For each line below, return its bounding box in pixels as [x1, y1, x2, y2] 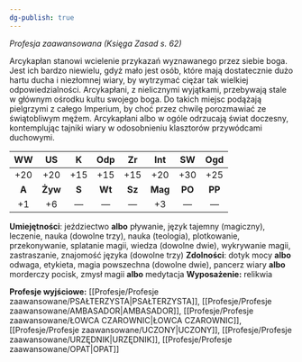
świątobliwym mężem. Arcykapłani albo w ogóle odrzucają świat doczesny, [9, 113, 288, 123]
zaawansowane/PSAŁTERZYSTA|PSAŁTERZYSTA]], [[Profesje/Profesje [9, 295, 272, 306]
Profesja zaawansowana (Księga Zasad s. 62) [9, 38, 182, 49]
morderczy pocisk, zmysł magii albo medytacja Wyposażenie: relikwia [9, 268, 273, 279]
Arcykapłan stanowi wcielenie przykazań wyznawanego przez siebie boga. [9, 55, 288, 66]
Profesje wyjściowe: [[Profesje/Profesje [9, 285, 160, 297]
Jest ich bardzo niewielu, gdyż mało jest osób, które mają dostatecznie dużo [9, 65, 294, 76]
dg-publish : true [9, 13, 75, 23]
